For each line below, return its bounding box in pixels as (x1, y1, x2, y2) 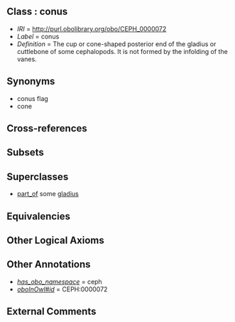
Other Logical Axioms (6, 235, 104, 246)
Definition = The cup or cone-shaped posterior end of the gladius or (16, 39, 217, 48)
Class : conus (6, 6, 68, 18)
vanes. (16, 55, 37, 63)
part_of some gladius (16, 190, 79, 198)
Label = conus (16, 32, 60, 41)
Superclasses (6, 171, 69, 183)
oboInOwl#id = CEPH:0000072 (16, 284, 108, 294)
